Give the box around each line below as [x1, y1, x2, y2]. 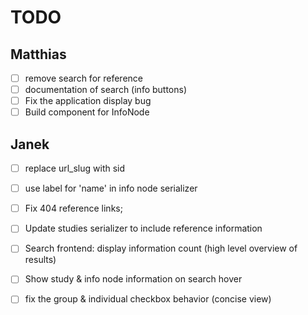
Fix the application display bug [24, 95, 152, 107]
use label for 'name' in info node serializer [24, 182, 198, 195]
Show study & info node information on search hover [24, 273, 243, 285]
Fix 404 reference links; [24, 202, 123, 215]
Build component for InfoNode [24, 106, 150, 118]
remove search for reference [24, 72, 144, 84]
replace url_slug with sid [24, 162, 126, 175]
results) [24, 254, 57, 266]
